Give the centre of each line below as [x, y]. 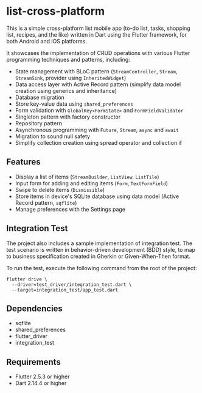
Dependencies [34, 308]
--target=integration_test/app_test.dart [65, 290]
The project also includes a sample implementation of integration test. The [99, 243]
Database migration [40, 97]
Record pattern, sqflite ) [46, 202]
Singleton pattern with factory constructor [68, 117]
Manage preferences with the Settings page [70, 209]
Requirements [33, 362]
